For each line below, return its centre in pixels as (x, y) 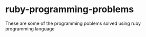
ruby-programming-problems (70, 9)
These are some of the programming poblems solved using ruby (73, 23)
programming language (30, 28)
